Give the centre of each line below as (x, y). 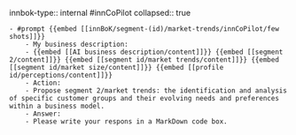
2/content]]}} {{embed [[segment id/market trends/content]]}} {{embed (144, 60)
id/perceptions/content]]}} (61, 75)
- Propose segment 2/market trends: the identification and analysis (156, 91)
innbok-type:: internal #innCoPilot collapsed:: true (100, 13)
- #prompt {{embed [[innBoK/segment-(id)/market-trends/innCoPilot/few (144, 29)
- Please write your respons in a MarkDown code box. (126, 122)
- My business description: (77, 44)
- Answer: (43, 114)
